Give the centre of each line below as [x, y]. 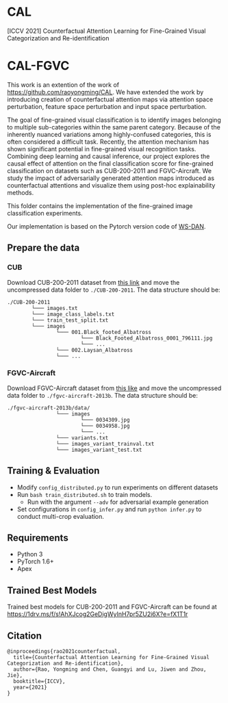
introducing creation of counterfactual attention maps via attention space [110, 99]
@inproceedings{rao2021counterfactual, [64, 652]
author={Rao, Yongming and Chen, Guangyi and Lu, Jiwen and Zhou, [110, 669]
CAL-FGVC [38, 66]
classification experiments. [45, 213]
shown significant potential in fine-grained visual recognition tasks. [102, 149]
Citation [25, 636]
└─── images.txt [55, 308]
